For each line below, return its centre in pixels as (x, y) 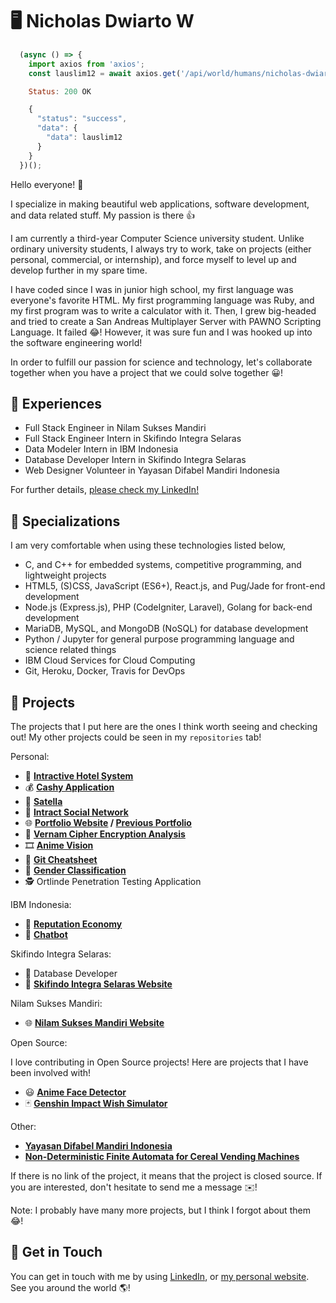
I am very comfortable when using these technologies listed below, (148, 545)
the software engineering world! (76, 342)
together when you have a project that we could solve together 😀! (147, 372)
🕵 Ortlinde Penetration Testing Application (113, 881)
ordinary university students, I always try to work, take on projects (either (161, 249)
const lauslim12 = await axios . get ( (105, 73)
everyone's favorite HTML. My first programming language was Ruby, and (162, 300)
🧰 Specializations (65, 521)
